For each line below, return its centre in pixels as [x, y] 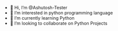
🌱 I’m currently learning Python [42, 18]
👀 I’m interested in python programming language [62, 13]
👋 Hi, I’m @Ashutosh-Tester [39, 8]
